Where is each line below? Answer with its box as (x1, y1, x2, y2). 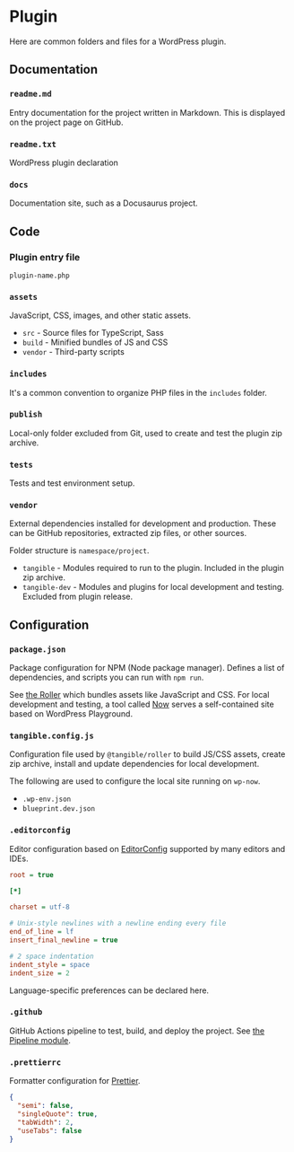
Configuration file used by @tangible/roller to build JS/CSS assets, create (9, 749, 286, 760)
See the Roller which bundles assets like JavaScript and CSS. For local (9, 690, 270, 700)
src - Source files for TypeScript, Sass (22, 328, 164, 339)
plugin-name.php (9, 271, 70, 280)
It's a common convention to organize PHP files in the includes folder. (9, 387, 267, 398)
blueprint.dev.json (22, 805, 96, 813)
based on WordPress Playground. (9, 708, 133, 719)
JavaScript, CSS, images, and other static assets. (9, 310, 191, 321)
